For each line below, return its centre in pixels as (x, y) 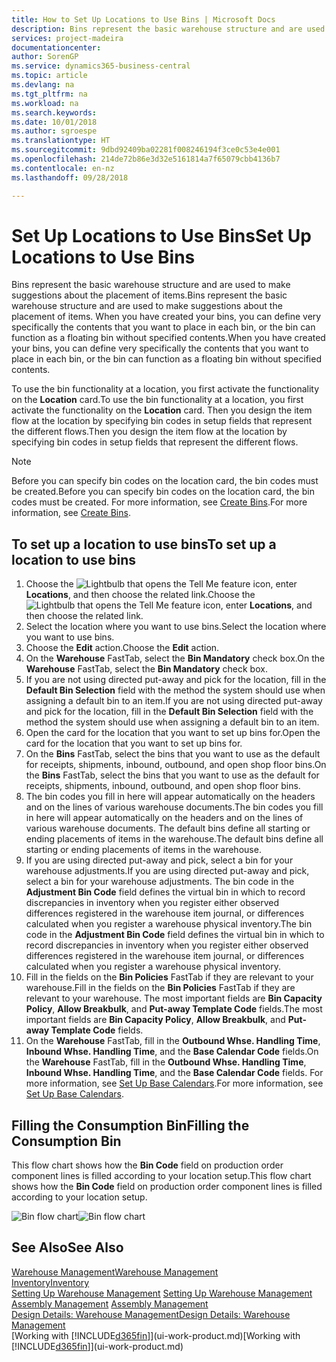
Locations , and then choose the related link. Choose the (140, 595)
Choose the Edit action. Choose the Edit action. (122, 648)
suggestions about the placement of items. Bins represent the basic (149, 295)
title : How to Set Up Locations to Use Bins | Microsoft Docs (143, 19)
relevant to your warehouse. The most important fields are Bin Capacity (174, 998)
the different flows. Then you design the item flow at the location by (149, 432)
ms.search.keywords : (54, 112)
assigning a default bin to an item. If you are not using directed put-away (174, 701)
